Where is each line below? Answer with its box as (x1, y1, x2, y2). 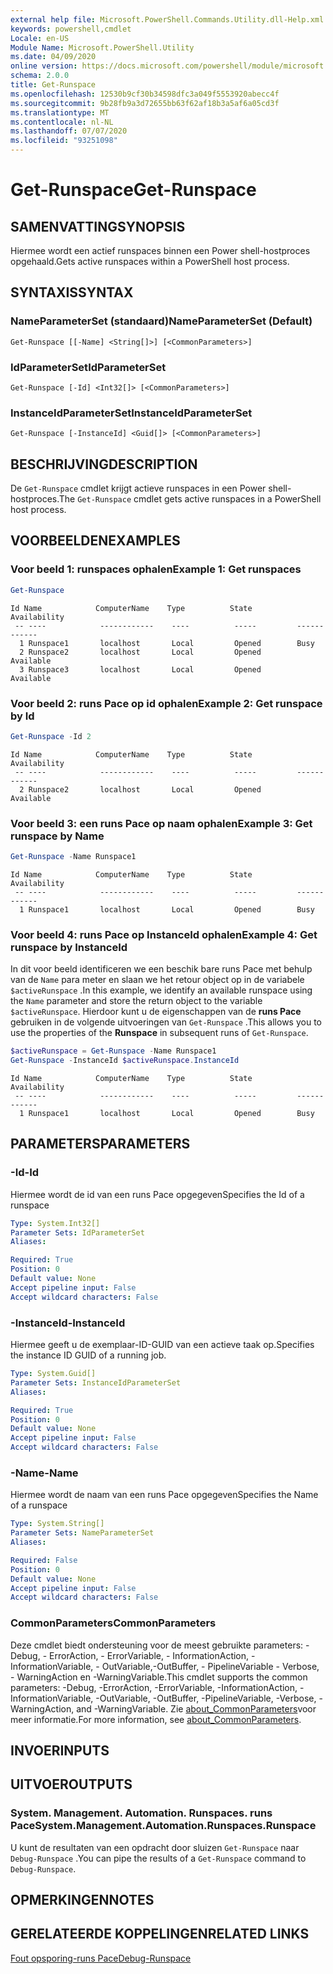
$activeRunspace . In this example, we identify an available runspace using (10, 984, 313, 996)
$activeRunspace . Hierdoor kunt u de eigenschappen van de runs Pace (10, 1006, 302, 1018)
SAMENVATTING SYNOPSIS (10, 218, 186, 235)
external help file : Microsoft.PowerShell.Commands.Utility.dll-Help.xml (10, 14, 325, 25)
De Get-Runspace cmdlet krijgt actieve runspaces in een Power (10, 482, 267, 495)
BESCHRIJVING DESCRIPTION (10, 456, 198, 473)
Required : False (10, 1555, 78, 1565)
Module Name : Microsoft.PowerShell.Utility (10, 42, 195, 53)
